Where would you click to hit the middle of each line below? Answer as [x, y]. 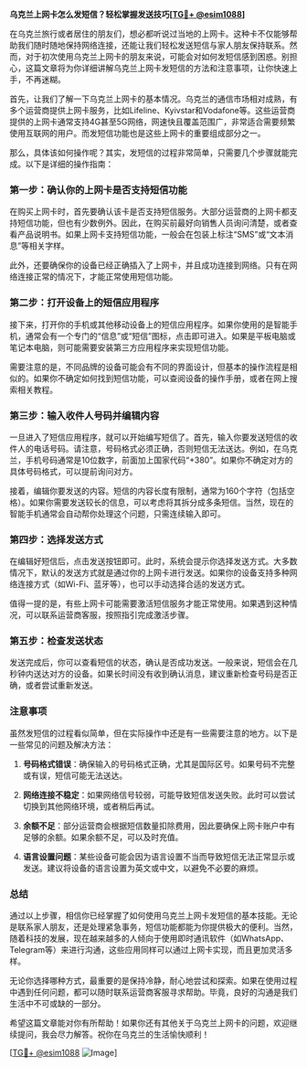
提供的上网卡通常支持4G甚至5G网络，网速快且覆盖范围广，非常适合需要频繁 [153, 122]
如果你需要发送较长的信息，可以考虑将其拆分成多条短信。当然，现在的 [161, 502]
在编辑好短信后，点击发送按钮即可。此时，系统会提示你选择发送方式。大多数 [153, 561]
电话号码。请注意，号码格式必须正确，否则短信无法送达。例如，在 [157, 448]
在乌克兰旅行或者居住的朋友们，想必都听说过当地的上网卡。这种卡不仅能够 [149, 34]
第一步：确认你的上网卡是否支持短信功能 [98, 189]
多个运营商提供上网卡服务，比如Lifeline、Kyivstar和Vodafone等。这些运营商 [152, 110]
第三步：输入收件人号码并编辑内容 [85, 415]
